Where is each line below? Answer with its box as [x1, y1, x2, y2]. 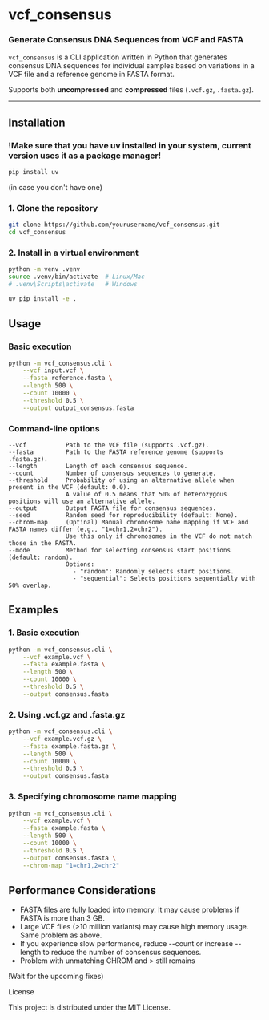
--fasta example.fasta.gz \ [22, 742, 116, 751]
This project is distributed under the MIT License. [8, 1002, 171, 1012]
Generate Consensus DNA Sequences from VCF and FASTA [8, 34, 244, 46]
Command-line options [8, 423, 100, 434]
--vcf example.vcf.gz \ [22, 735, 102, 743]
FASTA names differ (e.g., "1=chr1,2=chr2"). [8, 525, 163, 533]
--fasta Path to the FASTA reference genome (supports [8, 448, 224, 456]
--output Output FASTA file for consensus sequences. [8, 504, 217, 512]
